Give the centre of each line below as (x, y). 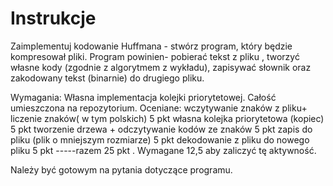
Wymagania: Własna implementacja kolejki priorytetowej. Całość (143, 97)
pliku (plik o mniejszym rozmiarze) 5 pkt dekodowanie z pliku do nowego (160, 139)
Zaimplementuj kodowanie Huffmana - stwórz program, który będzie (151, 46)
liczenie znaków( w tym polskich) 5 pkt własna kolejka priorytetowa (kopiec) (167, 118)
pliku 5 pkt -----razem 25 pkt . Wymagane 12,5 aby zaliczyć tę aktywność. (163, 150)
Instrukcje (53, 18)
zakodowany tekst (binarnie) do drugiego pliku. (107, 78)
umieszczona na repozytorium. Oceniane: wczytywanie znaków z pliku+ (159, 108)
